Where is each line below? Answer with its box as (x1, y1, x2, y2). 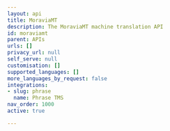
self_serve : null (7, 56, 58, 63)
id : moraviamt (7, 29, 49, 37)
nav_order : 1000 (7, 101, 54, 108)
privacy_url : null (7, 49, 61, 56)
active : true (7, 107, 45, 114)
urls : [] (7, 43, 33, 49)
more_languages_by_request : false (7, 75, 108, 82)
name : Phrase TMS (13, 95, 64, 102)
